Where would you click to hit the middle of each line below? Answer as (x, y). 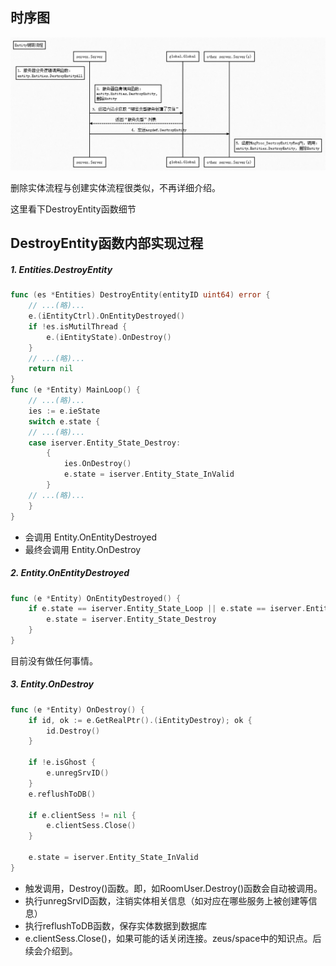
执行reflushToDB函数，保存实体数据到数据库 (116, 925)
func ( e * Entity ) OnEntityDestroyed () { (96, 598)
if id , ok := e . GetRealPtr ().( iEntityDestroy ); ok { (140, 720)
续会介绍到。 (51, 950)
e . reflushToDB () (62, 794)
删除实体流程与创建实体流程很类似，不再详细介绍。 (115, 187)
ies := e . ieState (64, 411)
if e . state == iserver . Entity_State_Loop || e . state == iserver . (167, 609)
